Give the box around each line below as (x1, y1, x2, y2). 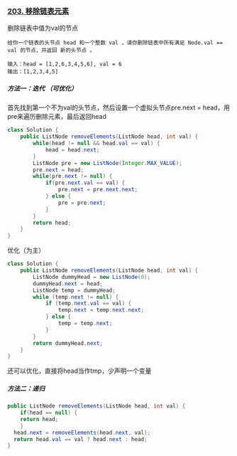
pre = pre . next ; (57, 199, 106, 206)
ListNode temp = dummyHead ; (33, 287, 116, 294)
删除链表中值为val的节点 (7, 23, 79, 33)
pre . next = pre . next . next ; (57, 186, 138, 193)
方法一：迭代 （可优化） (7, 84, 78, 92)
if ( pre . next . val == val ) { (45, 179, 126, 186)
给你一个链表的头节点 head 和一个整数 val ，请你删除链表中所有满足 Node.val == (7, 39, 224, 47)
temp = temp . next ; (57, 320, 113, 327)
